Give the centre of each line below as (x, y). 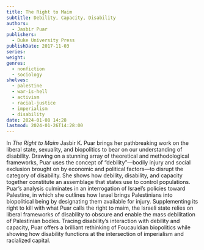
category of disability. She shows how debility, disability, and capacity (95, 175)
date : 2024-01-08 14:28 (37, 120)
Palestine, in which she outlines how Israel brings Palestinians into (89, 195)
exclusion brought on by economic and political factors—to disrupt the (95, 169)
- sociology (27, 75)
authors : (17, 23)
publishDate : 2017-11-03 (38, 46)
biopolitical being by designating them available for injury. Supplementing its (102, 202)
